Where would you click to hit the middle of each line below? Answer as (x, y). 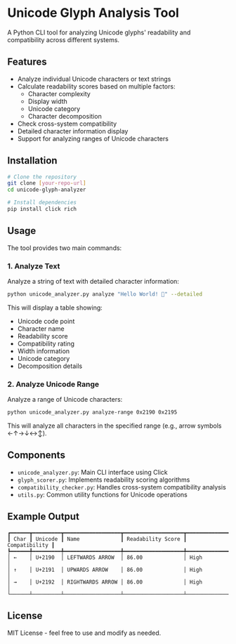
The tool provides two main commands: (65, 248)
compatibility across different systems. (64, 39)
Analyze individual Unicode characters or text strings (94, 79)
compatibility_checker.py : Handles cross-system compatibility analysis (122, 487)
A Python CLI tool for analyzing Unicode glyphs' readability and (99, 32)
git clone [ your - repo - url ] (47, 183)
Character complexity (59, 93)
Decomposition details (50, 366)
